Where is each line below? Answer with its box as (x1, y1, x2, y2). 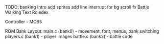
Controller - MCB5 (5, 19, 42, 24)
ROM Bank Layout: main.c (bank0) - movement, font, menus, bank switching (5, 28, 159, 34)
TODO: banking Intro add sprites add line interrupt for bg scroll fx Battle (5, 4, 149, 10)
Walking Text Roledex (5, 9, 49, 15)
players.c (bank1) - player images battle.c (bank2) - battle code (5, 34, 133, 39)
